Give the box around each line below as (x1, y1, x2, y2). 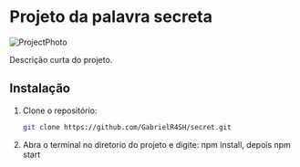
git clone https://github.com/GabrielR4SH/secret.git (22, 122, 232, 131)
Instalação (9, 80, 71, 97)
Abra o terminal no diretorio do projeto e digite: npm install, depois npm (22, 139, 292, 150)
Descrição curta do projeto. (9, 54, 113, 65)
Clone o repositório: (22, 105, 98, 116)
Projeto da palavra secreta (9, 6, 212, 27)
